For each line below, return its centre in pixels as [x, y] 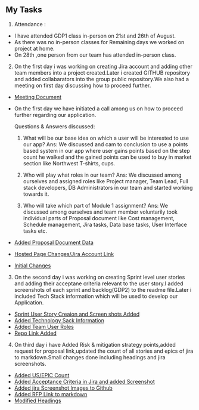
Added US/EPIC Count [42, 375]
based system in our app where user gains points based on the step [106, 150]
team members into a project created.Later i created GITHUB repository [102, 73]
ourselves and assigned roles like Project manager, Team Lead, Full [105, 181]
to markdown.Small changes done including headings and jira [90, 357]
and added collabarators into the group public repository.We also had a [101, 79]
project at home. [34, 48]
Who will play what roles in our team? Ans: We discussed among [102, 175]
